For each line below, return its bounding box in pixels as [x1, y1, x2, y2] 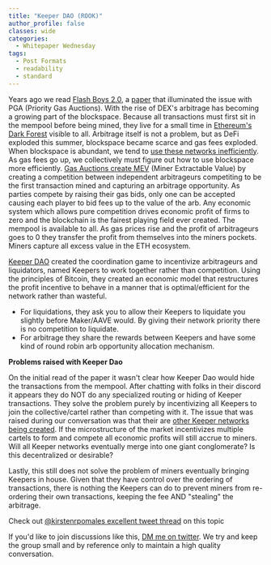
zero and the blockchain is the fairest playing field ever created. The [8, 215, 236, 225]
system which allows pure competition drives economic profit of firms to [8, 206, 250, 216]
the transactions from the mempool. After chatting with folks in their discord [8, 381, 261, 391]
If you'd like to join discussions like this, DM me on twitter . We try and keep [8, 532, 258, 541]
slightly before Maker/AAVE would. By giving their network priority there [19, 315, 260, 325]
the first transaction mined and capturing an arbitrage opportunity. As [8, 180, 240, 190]
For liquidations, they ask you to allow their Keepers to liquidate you [19, 306, 246, 316]
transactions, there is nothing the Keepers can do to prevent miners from [8, 483, 251, 493]
